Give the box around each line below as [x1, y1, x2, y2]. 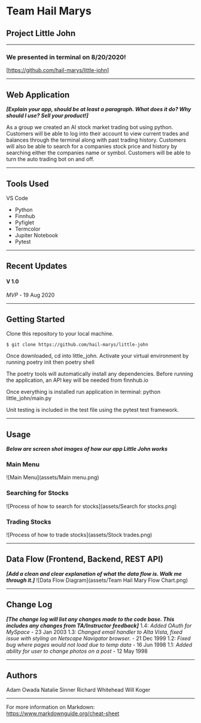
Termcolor [14, 225, 41, 232]
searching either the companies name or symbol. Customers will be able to [6, 149, 191, 157]
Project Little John [6, 28, 76, 38]
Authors [6, 671, 38, 681]
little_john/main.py [6, 395, 52, 402]
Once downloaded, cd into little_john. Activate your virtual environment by [6, 352, 189, 360]
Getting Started [6, 314, 65, 324]
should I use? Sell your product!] [6, 112, 89, 119]
